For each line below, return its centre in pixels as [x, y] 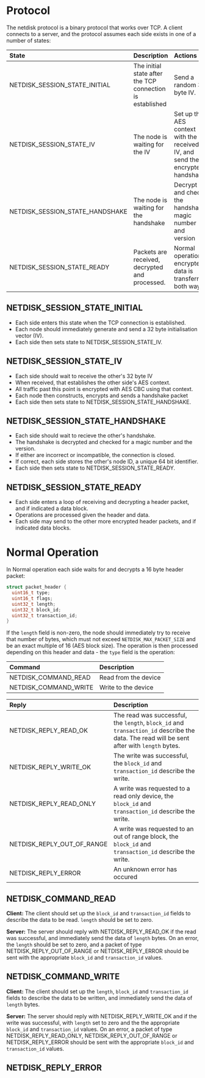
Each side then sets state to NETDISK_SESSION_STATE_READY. [95, 468]
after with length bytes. [147, 746]
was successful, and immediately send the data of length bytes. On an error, [103, 938]
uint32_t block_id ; [37, 610]
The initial [147, 66]
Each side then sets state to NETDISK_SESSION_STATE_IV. [89, 342]
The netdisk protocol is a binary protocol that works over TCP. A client [95, 27]
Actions [185, 56]
